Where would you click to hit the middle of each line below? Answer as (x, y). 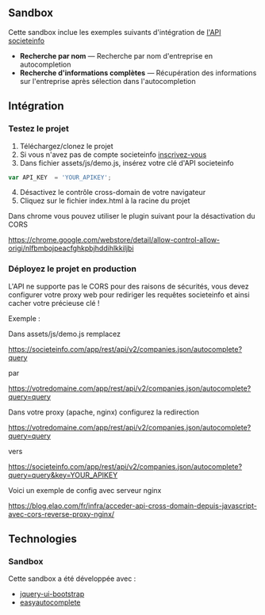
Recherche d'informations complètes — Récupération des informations (138, 73)
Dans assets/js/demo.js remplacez (65, 334)
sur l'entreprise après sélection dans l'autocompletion (108, 81)
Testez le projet (38, 128)
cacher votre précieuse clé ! (54, 303)
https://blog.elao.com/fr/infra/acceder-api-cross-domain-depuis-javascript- (133, 506)
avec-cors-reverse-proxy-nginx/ (61, 514)
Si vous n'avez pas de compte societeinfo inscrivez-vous (113, 155)
